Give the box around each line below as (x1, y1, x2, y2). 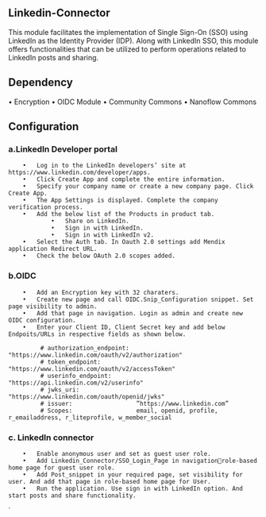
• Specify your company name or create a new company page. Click (22, 183, 254, 191)
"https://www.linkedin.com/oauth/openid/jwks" (8, 392, 165, 400)
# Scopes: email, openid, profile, (40, 407, 218, 415)
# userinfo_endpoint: (40, 372, 112, 380)
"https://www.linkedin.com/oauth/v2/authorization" (8, 351, 183, 359)
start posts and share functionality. (8, 492, 137, 500)
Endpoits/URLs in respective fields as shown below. (8, 330, 187, 338)
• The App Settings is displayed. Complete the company (22, 196, 218, 205)
